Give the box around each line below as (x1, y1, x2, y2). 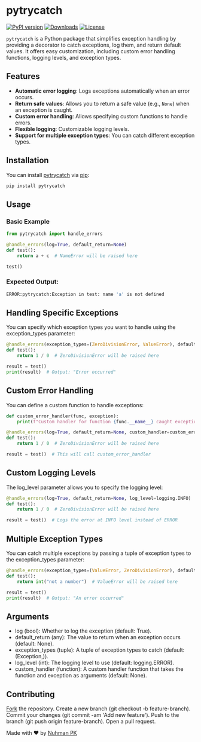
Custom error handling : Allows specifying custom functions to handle (14, 112, 188, 120)
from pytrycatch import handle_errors (6, 231, 103, 237)
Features (6, 71, 40, 81)
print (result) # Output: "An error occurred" (6, 595, 124, 601)
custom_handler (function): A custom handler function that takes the (14, 665, 184, 673)
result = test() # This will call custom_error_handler (6, 451, 151, 457)
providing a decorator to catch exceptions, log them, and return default (6, 41, 181, 48)
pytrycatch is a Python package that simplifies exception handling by (6, 35, 176, 42)
